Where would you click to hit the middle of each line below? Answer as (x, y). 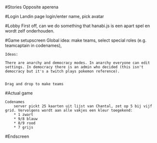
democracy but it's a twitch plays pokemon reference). (62, 71)
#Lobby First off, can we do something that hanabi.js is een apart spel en (78, 26)
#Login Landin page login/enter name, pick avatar (55, 16)
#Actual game (19, 93)
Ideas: (12, 54)
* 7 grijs (24, 127)
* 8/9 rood (25, 123)
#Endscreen (17, 136)
